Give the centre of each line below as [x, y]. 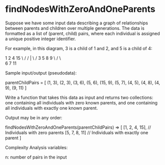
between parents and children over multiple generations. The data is [75, 28]
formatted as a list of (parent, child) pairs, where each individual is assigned [82, 33]
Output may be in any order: [34, 117]
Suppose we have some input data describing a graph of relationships [77, 23]
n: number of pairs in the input [36, 157]
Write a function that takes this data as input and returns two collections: [79, 97]
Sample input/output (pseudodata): [41, 73]
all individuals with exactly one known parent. [52, 108]
